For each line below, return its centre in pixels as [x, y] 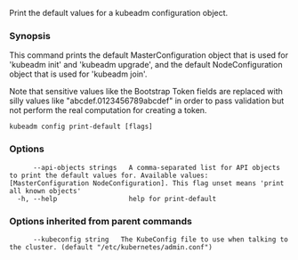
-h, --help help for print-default [117, 199]
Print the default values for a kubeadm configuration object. [119, 13]
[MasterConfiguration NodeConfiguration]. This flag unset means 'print [147, 183]
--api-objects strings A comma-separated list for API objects [156, 167]
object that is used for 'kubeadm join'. [78, 74]
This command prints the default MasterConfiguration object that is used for [149, 55]
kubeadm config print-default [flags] [81, 127]
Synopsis [30, 36]
